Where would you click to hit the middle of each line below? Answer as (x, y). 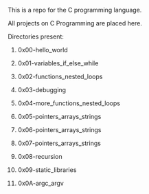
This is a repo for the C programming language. (75, 10)
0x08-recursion (40, 157)
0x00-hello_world (43, 50)
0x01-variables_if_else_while (58, 63)
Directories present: (36, 36)
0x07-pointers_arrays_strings (59, 143)
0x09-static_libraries (47, 170)
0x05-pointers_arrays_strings (59, 117)
